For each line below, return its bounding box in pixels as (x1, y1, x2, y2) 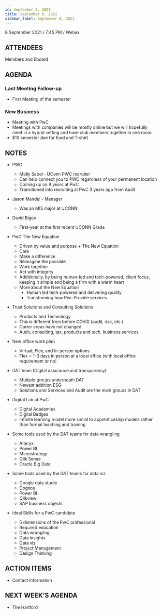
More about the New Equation (19, 284, 79, 290)
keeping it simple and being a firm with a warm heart (19, 279, 124, 285)
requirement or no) (19, 358, 57, 364)
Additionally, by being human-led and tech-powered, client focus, (19, 274, 150, 280)
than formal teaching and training (19, 421, 86, 427)
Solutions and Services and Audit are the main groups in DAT (19, 387, 141, 393)
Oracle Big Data (19, 461, 51, 467)
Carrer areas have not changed (19, 324, 82, 329)
